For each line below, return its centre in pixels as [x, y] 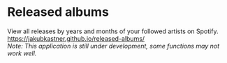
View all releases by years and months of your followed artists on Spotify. [113, 31]
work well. [22, 53]
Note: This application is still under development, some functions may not [113, 46]
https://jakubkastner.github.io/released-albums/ [76, 38]
